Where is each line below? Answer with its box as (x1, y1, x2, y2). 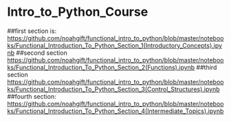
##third (196, 63, 217, 71)
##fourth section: (7, 92, 56, 100)
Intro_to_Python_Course (7, 4, 148, 20)
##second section (16, 49, 67, 57)
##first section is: (7, 27, 57, 35)
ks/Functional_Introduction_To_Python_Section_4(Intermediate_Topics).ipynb (7, 107, 224, 115)
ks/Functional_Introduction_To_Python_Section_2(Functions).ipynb (7, 63, 195, 71)
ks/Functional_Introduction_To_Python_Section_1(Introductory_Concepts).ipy (7, 41, 222, 49)
